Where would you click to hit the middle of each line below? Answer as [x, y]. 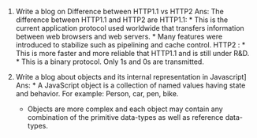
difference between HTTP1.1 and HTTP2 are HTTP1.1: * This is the [122, 20]
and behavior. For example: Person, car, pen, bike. [97, 93]
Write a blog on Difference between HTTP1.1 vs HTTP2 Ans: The [120, 11]
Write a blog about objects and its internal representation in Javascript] [131, 77]
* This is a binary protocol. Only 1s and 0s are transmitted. [110, 62]
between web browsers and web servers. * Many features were [119, 36]
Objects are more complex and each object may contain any [125, 109]
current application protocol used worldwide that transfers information [130, 28]
